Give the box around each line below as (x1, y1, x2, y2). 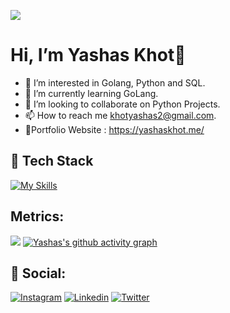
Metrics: (10, 208, 65, 225)
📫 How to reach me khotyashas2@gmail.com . (24, 109, 217, 121)
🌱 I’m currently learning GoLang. (24, 87, 159, 99)
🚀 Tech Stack (10, 153, 94, 170)
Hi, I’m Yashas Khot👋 (10, 44, 187, 67)
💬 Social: (10, 265, 67, 282)
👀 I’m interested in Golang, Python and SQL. (24, 76, 206, 89)
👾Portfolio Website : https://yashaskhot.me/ (24, 123, 205, 135)
